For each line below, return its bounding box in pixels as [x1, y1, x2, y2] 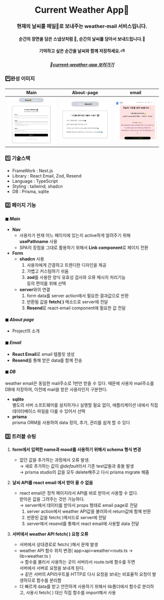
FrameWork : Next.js [12, 168, 53, 174]
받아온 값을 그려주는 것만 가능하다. [19, 496, 85, 502]
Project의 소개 [12, 328, 40, 334]
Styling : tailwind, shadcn [12, 183, 63, 189]
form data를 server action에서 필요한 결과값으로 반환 [26, 293, 129, 299]
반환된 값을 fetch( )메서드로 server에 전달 [26, 515, 106, 521]
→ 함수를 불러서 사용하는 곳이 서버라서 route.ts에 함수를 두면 [19, 559, 135, 565]
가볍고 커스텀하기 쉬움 [26, 268, 69, 274]
